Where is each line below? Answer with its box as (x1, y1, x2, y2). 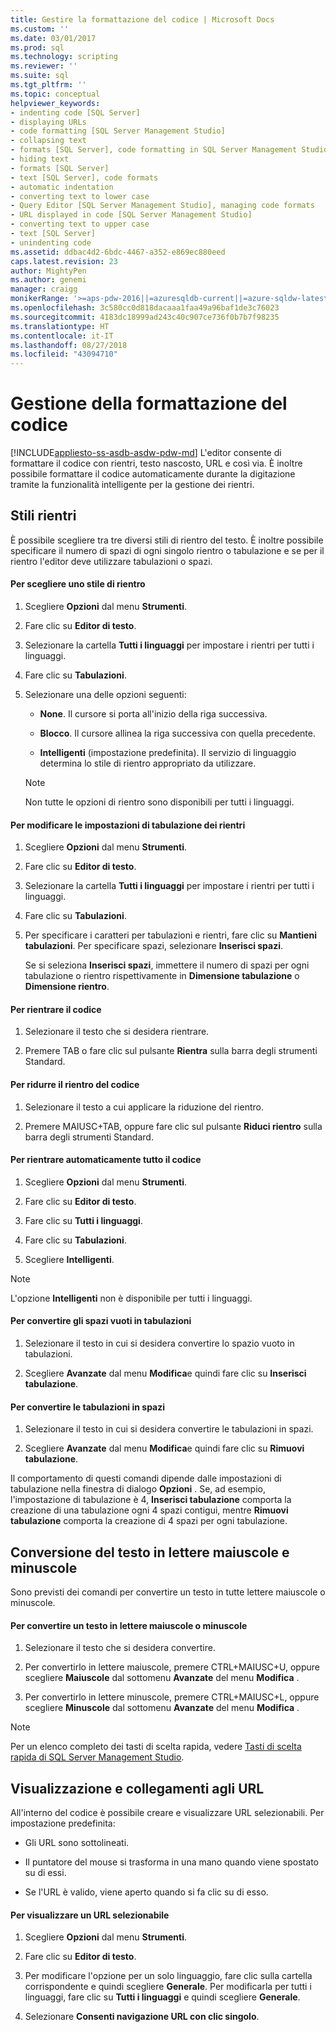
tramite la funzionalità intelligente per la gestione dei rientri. (10, 479, 255, 491)
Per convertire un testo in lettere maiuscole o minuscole (10, 1619, 248, 1631)
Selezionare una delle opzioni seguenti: (24, 689, 187, 701)
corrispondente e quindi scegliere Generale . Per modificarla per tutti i (24, 1981, 312, 1993)
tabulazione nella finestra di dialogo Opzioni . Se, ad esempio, (10, 1483, 267, 1495)
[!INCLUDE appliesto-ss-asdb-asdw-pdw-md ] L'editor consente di (10, 447, 282, 459)
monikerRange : (10, 294, 70, 304)
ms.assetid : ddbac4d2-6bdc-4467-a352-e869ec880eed (10, 247, 226, 257)
